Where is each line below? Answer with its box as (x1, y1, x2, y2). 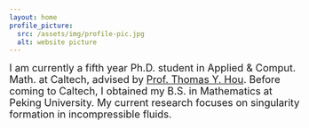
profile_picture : (9, 21, 74, 30)
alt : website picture (17, 37, 98, 47)
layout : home (9, 12, 58, 22)
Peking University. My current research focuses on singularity (9, 96, 300, 109)
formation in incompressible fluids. (9, 108, 172, 121)
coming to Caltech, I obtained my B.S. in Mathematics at (9, 85, 273, 98)
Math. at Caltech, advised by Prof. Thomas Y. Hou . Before (9, 73, 281, 87)
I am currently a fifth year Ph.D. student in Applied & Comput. (9, 62, 296, 75)
